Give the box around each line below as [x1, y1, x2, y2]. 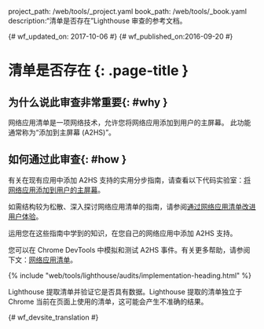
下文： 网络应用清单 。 [8, 255, 77, 264]
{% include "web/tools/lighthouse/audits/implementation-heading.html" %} [8, 271, 252, 280]
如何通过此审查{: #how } [8, 153, 127, 166]
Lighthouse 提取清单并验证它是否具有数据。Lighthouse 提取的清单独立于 [8, 286, 243, 296]
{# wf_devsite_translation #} [8, 312, 99, 322]
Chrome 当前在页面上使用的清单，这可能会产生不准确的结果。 [8, 297, 208, 306]
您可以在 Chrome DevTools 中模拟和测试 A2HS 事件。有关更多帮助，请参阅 [8, 245, 251, 254]
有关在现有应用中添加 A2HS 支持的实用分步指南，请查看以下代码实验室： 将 [8, 175, 251, 184]
